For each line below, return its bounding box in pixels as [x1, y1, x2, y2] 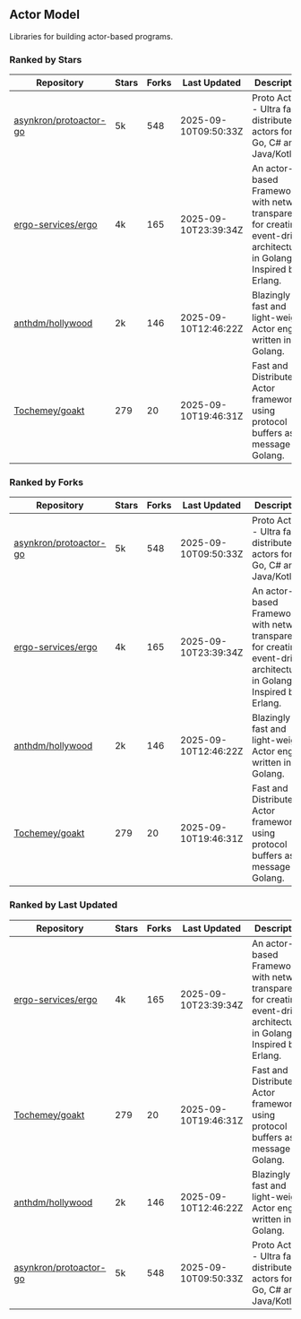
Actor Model [9, 7, 81, 22]
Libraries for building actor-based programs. [9, 30, 173, 41]
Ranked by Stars [9, 53, 82, 65]
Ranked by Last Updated [9, 898, 118, 911]
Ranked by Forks [9, 476, 83, 489]
